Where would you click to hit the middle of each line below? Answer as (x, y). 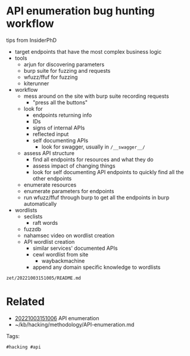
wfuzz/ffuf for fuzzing (51, 77)
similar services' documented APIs (75, 248)
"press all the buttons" (60, 102)
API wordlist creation (49, 242)
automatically (40, 203)
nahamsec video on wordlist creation (69, 235)
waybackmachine (63, 261)
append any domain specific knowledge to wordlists (96, 267)
